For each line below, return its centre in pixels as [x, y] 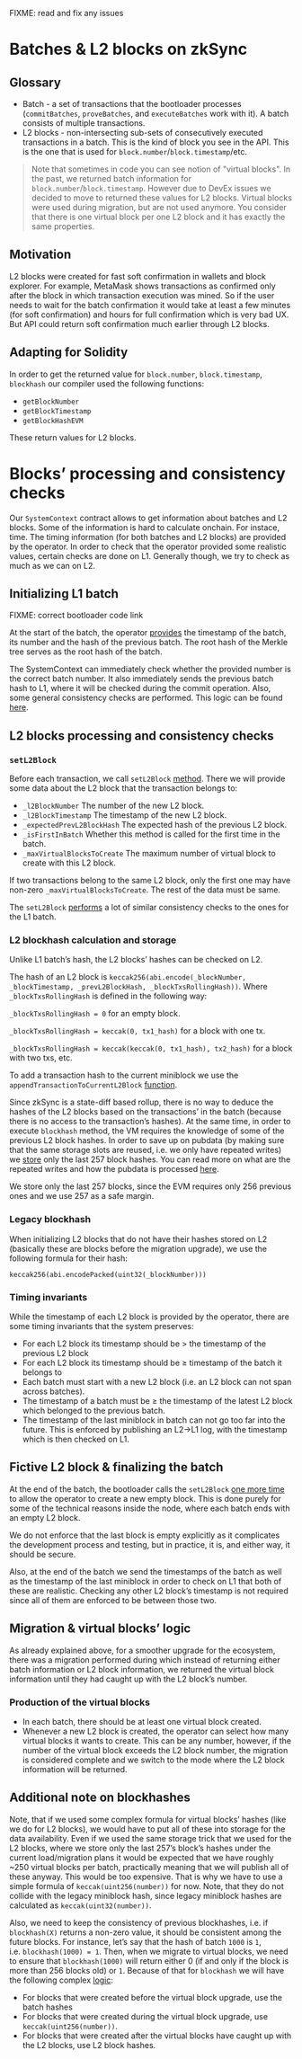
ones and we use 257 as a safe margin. [82, 1196]
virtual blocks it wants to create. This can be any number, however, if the [157, 1740]
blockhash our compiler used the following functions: [107, 383]
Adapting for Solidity [69, 353]
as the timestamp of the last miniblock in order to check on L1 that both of [146, 1581]
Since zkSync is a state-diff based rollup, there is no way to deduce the [142, 1102]
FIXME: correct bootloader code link [76, 616]
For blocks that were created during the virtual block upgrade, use [145, 2016]
